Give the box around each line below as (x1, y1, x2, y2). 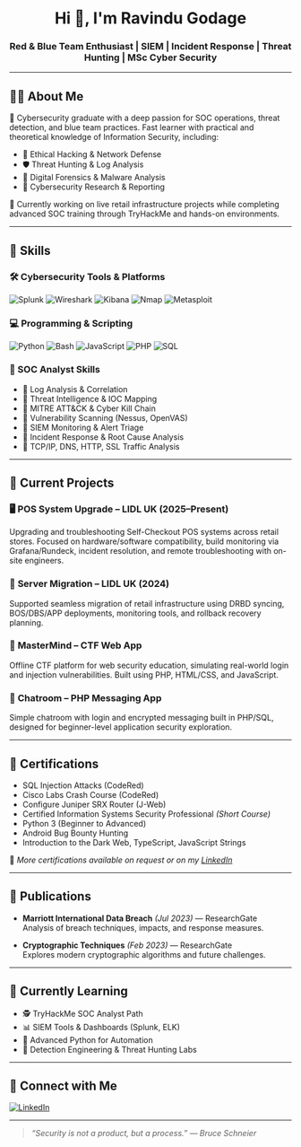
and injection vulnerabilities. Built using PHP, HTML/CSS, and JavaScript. (9, 669, 279, 680)
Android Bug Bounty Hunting (21, 827, 129, 838)
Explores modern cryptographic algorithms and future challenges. (21, 949, 266, 959)
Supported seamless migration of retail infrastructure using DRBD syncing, (9, 598, 285, 609)
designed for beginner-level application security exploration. (9, 722, 233, 732)
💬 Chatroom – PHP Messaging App (9, 691, 162, 704)
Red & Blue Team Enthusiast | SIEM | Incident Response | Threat (9, 40, 292, 53)
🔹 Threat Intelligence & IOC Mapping (21, 393, 158, 404)
